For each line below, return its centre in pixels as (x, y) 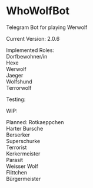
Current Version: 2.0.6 (33, 38)
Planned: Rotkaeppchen (35, 122)
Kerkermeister (23, 153)
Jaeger (15, 75)
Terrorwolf (19, 87)
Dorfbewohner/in (27, 56)
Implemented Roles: (30, 50)
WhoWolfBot (38, 11)
